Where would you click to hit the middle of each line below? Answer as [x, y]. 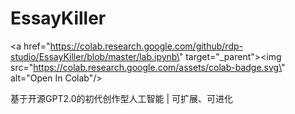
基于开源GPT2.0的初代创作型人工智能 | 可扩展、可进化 [122, 98]
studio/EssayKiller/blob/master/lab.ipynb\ [95, 56]
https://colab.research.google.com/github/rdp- [146, 46]
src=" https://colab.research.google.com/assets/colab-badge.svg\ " [148, 67]
